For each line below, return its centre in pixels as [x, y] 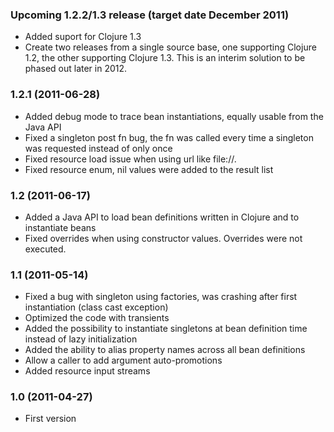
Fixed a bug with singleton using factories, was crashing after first [161, 297]
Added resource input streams [87, 371]
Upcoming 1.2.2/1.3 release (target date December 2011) [150, 15]
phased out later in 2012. [76, 69]
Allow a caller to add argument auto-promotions [123, 360]
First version [50, 419]
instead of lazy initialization [81, 339]
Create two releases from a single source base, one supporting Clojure [170, 47]
